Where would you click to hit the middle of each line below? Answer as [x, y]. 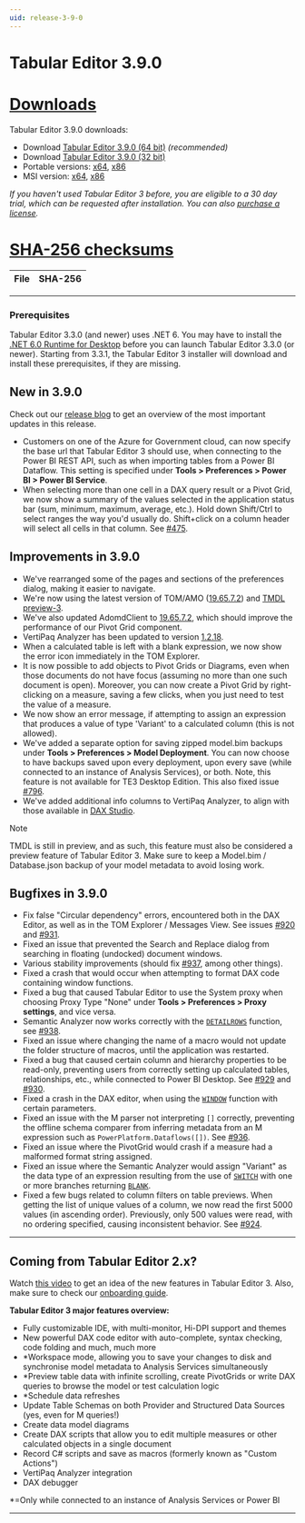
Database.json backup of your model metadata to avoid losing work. [137, 865]
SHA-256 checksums [92, 249]
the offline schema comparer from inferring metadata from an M [143, 1128]
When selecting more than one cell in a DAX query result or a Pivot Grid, [157, 489]
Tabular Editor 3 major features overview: [89, 1310]
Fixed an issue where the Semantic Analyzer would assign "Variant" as [155, 1166]
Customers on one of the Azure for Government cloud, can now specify [157, 441]
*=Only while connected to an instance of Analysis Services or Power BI [145, 1500]
